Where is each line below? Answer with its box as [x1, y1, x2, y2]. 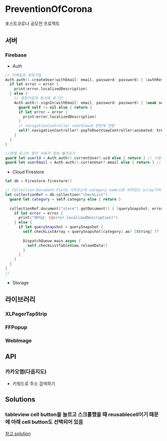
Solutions [5, 395, 36, 403]
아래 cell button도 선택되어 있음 [10, 418, 83, 425]
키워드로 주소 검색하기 [12, 380, 56, 386]
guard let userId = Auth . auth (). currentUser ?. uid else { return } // [5, 155, 153, 160]
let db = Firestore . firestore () [5, 179, 72, 184]
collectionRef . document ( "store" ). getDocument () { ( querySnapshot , [9, 206, 150, 211]
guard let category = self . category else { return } [9, 197, 121, 202]
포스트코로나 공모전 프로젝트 [5, 20, 60, 26]
